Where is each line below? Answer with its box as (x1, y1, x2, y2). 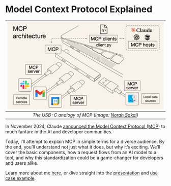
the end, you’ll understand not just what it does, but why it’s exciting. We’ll (5, 143, 160, 150)
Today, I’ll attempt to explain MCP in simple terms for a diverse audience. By (5, 138, 165, 144)
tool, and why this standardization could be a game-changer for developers (5, 155, 164, 161)
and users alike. (5, 160, 39, 166)
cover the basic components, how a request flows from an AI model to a (5, 149, 157, 155)
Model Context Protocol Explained (5, 4, 153, 15)
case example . (5, 175, 36, 181)
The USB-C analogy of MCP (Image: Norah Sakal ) (32, 112, 139, 118)
